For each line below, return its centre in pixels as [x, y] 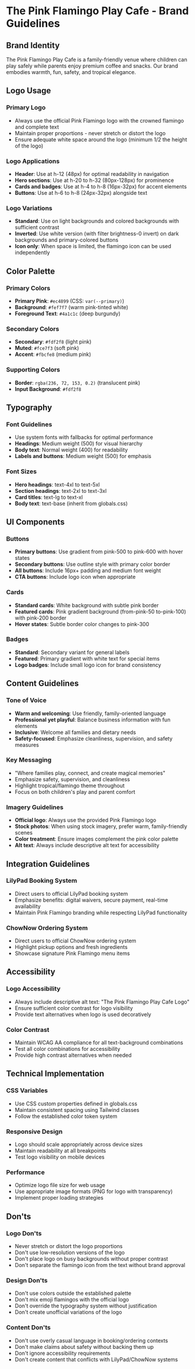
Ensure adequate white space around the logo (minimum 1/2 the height [101, 139]
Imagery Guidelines [35, 807]
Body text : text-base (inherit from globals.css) [71, 503]
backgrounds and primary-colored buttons [66, 240]
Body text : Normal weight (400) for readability [71, 450]
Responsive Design [35, 1131]
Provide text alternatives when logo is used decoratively [83, 1014]
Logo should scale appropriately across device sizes [79, 1144]
